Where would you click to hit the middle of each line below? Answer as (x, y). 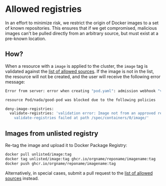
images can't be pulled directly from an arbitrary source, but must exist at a (82, 33)
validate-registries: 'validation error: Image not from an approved (83, 113)
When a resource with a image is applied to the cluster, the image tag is (77, 66)
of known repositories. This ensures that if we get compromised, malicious (81, 28)
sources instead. (22, 178)
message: (15, 82)
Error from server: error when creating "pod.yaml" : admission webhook (80, 91)
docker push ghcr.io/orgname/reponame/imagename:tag (61, 163)
